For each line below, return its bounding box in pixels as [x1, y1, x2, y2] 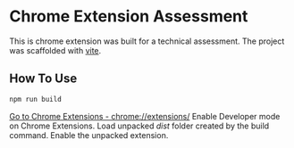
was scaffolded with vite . [9, 45, 102, 55]
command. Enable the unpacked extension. [9, 129, 169, 140]
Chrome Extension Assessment [9, 6, 248, 27]
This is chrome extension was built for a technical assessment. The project [9, 36, 285, 46]
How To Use [9, 71, 78, 86]
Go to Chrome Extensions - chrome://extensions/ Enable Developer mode [9, 111, 281, 121]
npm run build [9, 95, 63, 103]
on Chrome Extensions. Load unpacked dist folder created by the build [9, 120, 270, 131]
